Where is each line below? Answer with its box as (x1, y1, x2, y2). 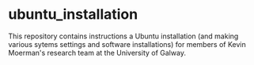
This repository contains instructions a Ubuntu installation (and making (8, 31, 239, 41)
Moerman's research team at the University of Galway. (8, 48, 186, 57)
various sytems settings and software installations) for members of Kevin (8, 39, 247, 49)
